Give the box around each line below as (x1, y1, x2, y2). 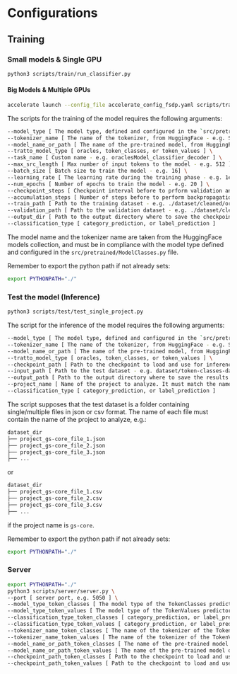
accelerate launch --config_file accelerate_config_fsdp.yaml (7, 101, 194, 108)
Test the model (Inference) (7, 292, 100, 302)
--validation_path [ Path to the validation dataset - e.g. (7, 207, 188, 214)
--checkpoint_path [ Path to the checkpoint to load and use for (7, 361, 203, 368)
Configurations (7, 5, 98, 21)
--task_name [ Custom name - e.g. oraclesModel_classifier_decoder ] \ (7, 154, 222, 161)
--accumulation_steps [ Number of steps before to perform (7, 193, 185, 201)
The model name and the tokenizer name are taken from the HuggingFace (7, 232, 222, 241)
